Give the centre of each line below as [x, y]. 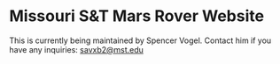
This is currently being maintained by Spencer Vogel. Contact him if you [140, 40]
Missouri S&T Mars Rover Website [136, 16]
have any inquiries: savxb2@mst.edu [77, 49]
